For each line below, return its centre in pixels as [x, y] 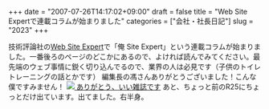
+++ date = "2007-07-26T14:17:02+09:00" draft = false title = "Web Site [128, 12]
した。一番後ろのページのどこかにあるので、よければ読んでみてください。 [131, 57]
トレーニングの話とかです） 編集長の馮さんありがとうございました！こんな [132, 77]
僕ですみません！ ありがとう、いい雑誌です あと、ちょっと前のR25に [127, 87]
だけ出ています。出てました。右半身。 [85, 97]
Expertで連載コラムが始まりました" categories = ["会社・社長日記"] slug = [131, 21]
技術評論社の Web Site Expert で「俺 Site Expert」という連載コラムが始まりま [134, 46]
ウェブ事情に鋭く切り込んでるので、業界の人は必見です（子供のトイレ [145, 67]
